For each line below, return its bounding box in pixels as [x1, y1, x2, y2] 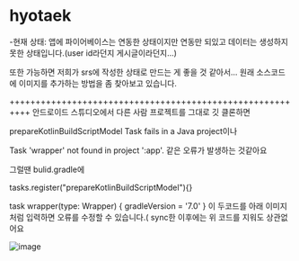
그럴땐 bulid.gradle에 [9, 164, 85, 175]
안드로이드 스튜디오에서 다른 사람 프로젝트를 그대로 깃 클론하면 [31, 106, 251, 117]
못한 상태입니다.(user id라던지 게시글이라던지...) [9, 47, 178, 58]
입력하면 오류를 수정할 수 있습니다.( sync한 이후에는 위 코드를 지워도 [25, 211, 265, 222]
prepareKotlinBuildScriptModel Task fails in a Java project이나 [9, 125, 238, 136]
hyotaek [9, 5, 72, 26]
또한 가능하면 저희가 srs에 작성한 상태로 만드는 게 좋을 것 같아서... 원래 [9, 67, 255, 77]
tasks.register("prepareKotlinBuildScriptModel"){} [9, 182, 193, 193]
